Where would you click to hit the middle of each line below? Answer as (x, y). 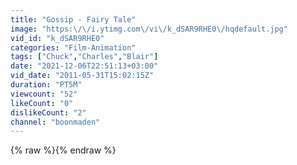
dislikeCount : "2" (48, 112)
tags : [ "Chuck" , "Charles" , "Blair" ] (84, 57)
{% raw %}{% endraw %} (63, 150)
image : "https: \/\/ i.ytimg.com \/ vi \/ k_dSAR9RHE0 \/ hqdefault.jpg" (149, 29)
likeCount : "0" (42, 103)
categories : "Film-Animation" (73, 47)
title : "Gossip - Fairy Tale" (73, 19)
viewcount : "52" (44, 94)
